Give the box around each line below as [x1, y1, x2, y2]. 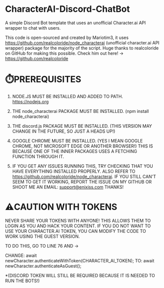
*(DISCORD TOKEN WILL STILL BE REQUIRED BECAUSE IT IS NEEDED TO [5, 272, 156, 278]
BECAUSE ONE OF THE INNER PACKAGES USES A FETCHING [12, 148, 137, 154]
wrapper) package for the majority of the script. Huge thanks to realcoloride [5, 45, 159, 51]
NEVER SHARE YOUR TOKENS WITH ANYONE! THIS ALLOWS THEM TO [5, 217, 151, 223]
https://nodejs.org [12, 99, 49, 105]
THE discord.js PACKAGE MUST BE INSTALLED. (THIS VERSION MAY [12, 123, 152, 129]
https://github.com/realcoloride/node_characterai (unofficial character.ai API [5, 39, 160, 45]
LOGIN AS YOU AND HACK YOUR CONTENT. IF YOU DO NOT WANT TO [5, 223, 151, 229]
